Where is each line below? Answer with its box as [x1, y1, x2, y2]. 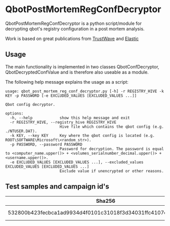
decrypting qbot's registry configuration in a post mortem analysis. [5, 25, 145, 31]
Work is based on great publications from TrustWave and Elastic [5, 35, 139, 42]
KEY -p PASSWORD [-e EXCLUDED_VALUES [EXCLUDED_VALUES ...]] [5, 93, 137, 98]
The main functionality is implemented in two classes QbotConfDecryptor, [5, 63, 159, 69]
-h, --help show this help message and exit [10, 115, 130, 120]
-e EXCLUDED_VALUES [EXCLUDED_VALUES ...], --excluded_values [10, 160, 144, 165]
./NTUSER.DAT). [5, 128, 37, 134]
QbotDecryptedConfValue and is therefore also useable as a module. [5, 69, 149, 75]
